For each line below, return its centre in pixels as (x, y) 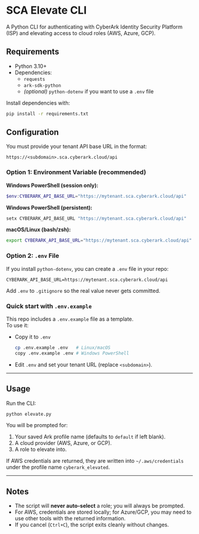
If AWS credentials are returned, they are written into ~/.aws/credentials (95, 461)
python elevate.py (29, 414)
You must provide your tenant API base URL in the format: (76, 147)
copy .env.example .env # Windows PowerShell (72, 353)
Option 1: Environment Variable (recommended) (76, 172)
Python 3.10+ (31, 66)
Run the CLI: (21, 403)
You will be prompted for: (37, 425)
